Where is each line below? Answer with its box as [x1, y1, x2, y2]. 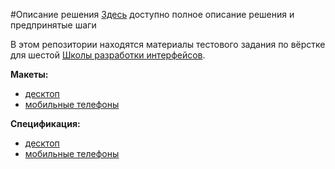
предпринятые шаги [10, 19, 97, 31]
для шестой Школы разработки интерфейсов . [10, 49, 206, 61]
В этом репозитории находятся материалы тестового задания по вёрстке [10, 39, 326, 50]
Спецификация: [10, 118, 81, 129]
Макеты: [10, 69, 49, 80]
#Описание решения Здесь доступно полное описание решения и [10, 9, 295, 20]
